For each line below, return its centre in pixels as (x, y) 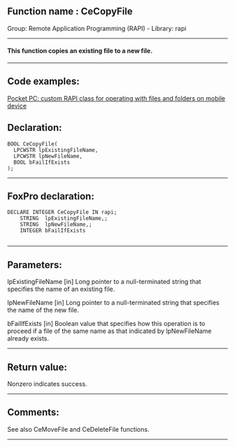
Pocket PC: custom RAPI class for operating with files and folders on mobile (116, 98)
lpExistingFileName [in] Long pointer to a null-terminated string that (104, 282)
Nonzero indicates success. (47, 384)
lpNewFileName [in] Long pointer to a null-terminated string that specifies (113, 303)
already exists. (28, 339)
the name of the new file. (43, 310)
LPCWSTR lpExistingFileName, (56, 150)
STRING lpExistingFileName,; (64, 219)
